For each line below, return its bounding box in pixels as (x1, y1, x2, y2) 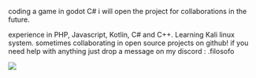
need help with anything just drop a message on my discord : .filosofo (8, 47, 235, 55)
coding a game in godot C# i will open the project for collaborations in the (8, 7, 247, 16)
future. (8, 15, 30, 24)
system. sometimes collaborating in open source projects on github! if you (8, 38, 249, 48)
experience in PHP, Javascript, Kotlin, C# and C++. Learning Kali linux (8, 30, 235, 39)
